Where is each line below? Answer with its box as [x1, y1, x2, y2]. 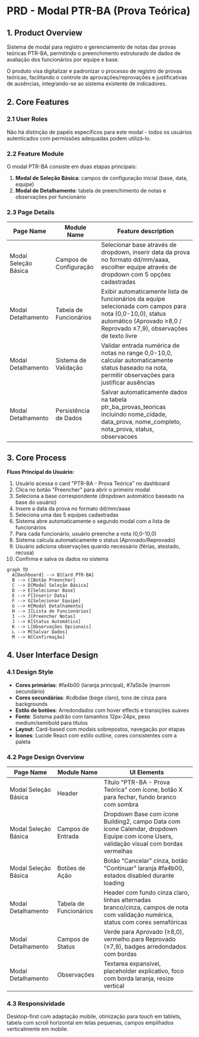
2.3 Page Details [6, 208, 55, 216]
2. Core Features [6, 97, 70, 107]
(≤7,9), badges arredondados [103, 943, 187, 951]
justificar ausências [100, 378, 155, 387]
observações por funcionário [15, 193, 86, 200]
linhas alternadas [103, 896, 151, 904]
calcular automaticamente [100, 357, 174, 365]
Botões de [57, 864, 86, 872]
